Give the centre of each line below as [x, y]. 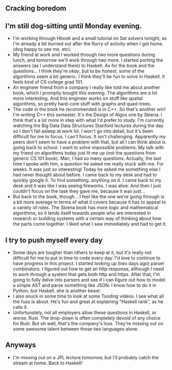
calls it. [20, 307]
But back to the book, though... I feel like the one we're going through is [89, 197]
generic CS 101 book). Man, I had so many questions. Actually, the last [87, 158]
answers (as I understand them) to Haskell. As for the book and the [84, 66]
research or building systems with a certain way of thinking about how [87, 218]
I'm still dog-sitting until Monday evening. [74, 26]
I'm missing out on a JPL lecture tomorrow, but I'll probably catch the [86, 357]
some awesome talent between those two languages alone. [75, 329]
